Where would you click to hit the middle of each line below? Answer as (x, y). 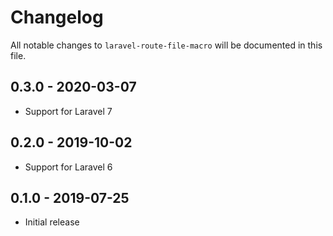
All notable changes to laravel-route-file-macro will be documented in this (166, 45)
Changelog (57, 17)
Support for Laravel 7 (68, 111)
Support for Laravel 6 (68, 167)
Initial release (52, 222)
